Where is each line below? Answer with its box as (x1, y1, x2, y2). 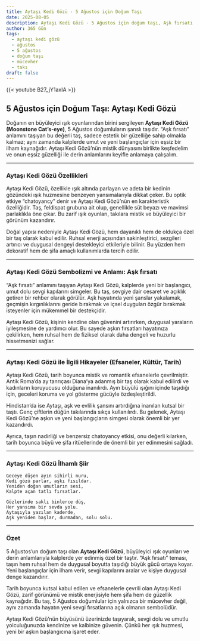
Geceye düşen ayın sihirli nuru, (6, 473, 89, 479)
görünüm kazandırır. (6, 217, 55, 224)
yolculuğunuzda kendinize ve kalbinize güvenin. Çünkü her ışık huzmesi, (6, 621, 183, 628)
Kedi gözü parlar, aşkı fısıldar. (6, 478, 92, 484)
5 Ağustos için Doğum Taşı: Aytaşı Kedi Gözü (6, 103, 177, 113)
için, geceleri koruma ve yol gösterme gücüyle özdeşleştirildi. (6, 390, 157, 397)
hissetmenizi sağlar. (6, 337, 55, 344)
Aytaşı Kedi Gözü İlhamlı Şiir (6, 459, 89, 467)
